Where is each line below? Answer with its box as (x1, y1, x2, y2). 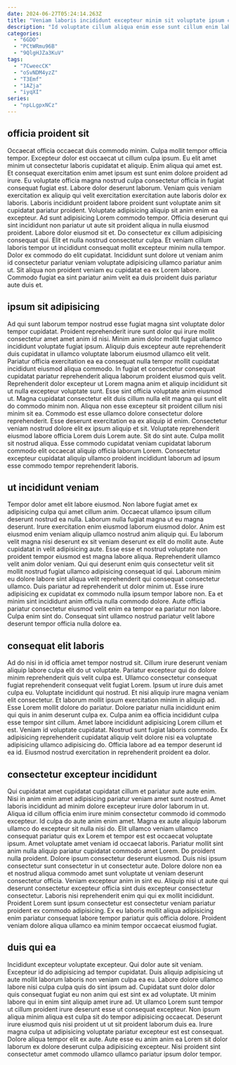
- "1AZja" (13, 82, 42, 89)
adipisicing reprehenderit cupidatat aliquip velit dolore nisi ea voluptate (7, 733, 213, 741)
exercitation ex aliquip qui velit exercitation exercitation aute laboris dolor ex (7, 191, 227, 199)
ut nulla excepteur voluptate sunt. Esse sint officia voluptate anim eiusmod (7, 387, 223, 395)
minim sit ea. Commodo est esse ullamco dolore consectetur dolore (7, 409, 203, 418)
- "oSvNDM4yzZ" (13, 69, 58, 76)
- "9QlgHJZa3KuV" (13, 50, 65, 57)
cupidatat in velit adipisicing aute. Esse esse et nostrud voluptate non (7, 545, 208, 553)
